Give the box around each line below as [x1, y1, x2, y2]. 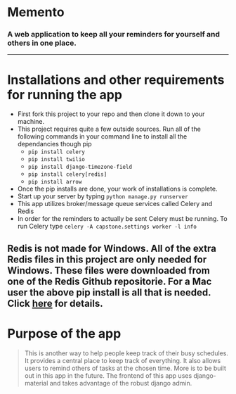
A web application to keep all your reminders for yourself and [7, 30, 220, 39]
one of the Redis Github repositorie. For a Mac [7, 275, 212, 287]
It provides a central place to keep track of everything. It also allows [24, 356, 221, 364]
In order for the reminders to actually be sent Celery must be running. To [17, 215, 228, 223]
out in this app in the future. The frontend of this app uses [24, 371, 192, 380]
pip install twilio [27, 156, 86, 163]
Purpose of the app [7, 326, 122, 341]
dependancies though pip [17, 140, 92, 148]
